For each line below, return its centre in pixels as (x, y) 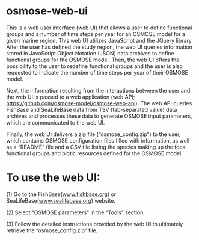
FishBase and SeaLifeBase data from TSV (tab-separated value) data (92, 109)
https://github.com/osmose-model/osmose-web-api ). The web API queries (99, 103)
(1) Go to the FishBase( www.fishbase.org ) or (61, 194)
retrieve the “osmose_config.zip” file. (52, 230)
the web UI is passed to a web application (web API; (71, 97)
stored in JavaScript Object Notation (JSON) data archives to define (90, 53)
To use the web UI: (53, 178)
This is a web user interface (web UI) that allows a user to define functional (99, 28)
